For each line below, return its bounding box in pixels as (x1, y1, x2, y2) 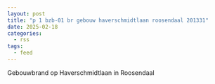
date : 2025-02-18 (7, 23, 58, 30)
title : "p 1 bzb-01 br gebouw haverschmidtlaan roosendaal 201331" (7, 17, 209, 24)
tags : (7, 43, 23, 50)
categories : (7, 29, 42, 37)
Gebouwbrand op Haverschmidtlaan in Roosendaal (7, 68, 155, 77)
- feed (13, 50, 33, 57)
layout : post (7, 10, 46, 17)
